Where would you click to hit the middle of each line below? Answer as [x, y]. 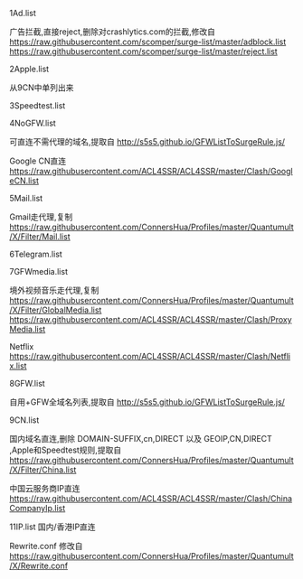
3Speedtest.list [38, 106]
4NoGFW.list [33, 123]
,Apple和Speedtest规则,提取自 [66, 450]
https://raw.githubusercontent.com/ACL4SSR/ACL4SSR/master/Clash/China [151, 499]
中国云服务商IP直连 [45, 488]
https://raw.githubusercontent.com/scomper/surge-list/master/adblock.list [148, 42]
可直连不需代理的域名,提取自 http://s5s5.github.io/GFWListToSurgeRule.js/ [147, 142]
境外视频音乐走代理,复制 [54, 290]
